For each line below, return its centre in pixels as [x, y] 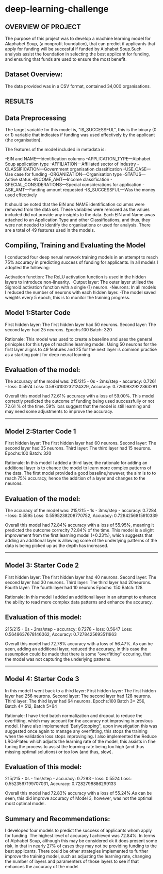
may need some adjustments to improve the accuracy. [59, 411]
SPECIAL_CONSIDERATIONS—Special [43, 185]
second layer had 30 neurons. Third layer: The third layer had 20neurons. [78, 582]
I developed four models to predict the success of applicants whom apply [79, 831]
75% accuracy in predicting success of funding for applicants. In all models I [81, 262]
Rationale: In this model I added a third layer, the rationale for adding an [76, 463]
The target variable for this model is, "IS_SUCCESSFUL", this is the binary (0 [81, 130]
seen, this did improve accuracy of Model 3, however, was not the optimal [79, 798]
